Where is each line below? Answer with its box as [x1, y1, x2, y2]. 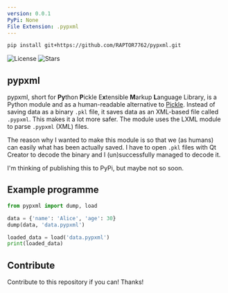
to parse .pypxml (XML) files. [7, 123, 89, 131]
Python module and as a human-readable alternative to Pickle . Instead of [7, 100, 216, 109]
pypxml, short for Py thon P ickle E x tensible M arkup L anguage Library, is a [7, 93, 217, 101]
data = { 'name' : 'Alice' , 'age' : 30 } [7, 215, 116, 222]
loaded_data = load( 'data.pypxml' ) [7, 233, 110, 241]
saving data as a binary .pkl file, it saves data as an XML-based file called [7, 108, 219, 116]
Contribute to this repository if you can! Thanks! [7, 278, 144, 286]
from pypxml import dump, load [7, 202, 98, 209]
